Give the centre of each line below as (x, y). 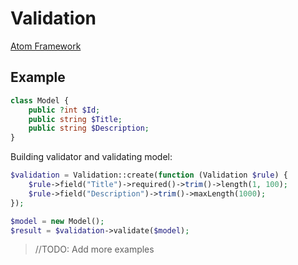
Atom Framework (46, 46)
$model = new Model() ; (57, 221)
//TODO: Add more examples (94, 249)
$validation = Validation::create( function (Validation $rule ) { (149, 175)
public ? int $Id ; (64, 110)
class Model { (40, 100)
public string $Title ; (75, 119)
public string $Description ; (89, 128)
